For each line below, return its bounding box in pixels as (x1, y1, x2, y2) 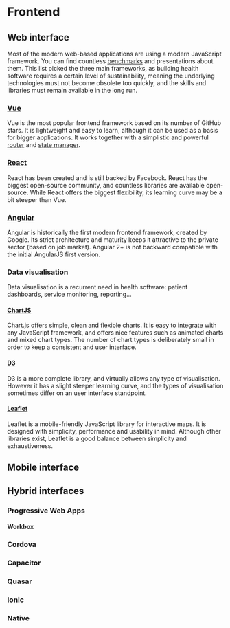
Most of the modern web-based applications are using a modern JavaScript (7, 49, 222, 58)
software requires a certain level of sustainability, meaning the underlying (7, 71, 215, 80)
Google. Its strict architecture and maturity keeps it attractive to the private (7, 235, 218, 244)
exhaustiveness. (7, 441, 54, 450)
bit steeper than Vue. (7, 195, 67, 203)
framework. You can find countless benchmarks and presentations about (7, 57, 214, 65)
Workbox (7, 523, 34, 531)
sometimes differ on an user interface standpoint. (7, 389, 148, 397)
